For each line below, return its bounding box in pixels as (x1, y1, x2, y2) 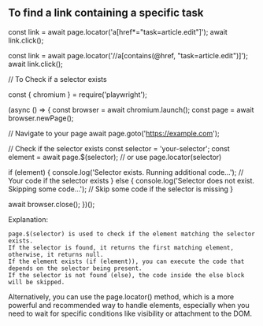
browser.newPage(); (8, 113, 74, 123)
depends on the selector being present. (8, 264, 143, 272)
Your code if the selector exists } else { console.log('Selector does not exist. (8, 176, 254, 185)
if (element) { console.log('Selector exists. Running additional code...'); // (8, 167, 244, 176)
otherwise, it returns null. (8, 250, 104, 258)
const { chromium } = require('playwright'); (8, 90, 148, 99)
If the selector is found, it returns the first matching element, (8, 243, 235, 251)
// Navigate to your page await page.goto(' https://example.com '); (8, 128, 220, 138)
